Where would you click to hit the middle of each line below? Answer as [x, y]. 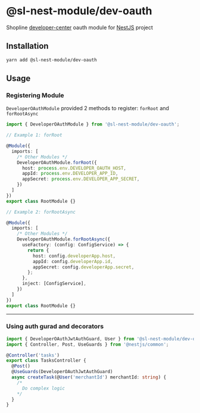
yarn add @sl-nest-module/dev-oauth [51, 60]
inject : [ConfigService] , [54, 284]
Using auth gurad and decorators [55, 327]
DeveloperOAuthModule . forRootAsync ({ [64, 239]
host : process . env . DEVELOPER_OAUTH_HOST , [74, 168]
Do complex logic [43, 388]
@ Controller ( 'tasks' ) [33, 355]
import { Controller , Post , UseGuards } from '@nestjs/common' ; [87, 344]
